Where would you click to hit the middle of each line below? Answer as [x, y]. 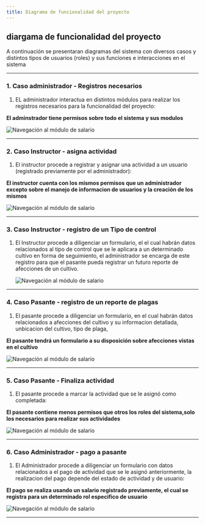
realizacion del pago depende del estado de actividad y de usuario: [100, 479]
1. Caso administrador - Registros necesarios [74, 86]
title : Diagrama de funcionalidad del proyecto [68, 12]
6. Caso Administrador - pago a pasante [67, 452]
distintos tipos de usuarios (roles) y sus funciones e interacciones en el [96, 58]
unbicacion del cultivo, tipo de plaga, [62, 329]
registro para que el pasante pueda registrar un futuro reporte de [97, 262]
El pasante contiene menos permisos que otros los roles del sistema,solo [101, 412]
